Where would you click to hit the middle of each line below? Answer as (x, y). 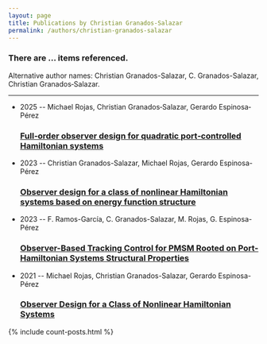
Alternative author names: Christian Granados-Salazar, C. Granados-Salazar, (133, 75)
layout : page (30, 15)
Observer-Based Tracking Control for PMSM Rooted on (128, 249)
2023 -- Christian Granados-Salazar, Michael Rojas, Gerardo (119, 163)
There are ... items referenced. (68, 58)
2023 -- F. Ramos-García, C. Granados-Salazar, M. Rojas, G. (118, 219)
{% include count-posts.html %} (61, 331)
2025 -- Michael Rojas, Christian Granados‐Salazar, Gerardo (118, 106)
